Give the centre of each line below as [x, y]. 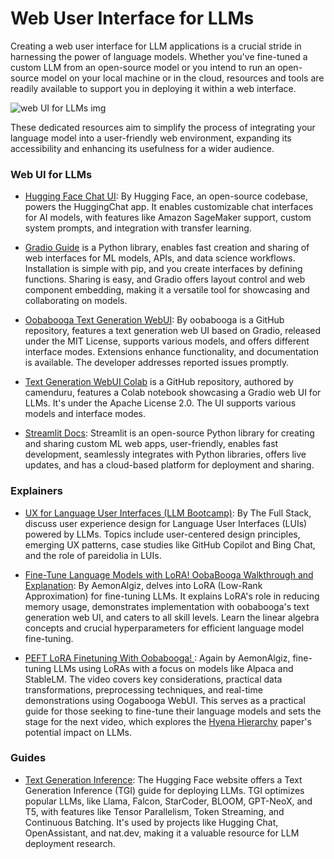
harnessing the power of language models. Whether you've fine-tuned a [159, 56]
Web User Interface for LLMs [132, 18]
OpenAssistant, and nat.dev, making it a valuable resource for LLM [162, 833]
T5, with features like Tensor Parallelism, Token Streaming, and [154, 811]
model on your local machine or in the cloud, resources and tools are [183, 78]
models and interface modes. [85, 414]
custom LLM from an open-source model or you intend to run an [143, 67]
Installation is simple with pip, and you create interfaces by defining [163, 269]
